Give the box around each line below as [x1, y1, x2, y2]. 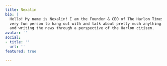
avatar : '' [5, 30, 28, 35]
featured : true [5, 49, 37, 54]
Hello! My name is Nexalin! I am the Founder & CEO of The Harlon [9, 16, 150, 21]
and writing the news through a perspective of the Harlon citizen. [9, 26, 155, 31]
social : [5, 35, 21, 40]
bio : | [5, 12, 19, 17]
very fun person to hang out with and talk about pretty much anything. [9, 21, 164, 26]
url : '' [9, 44, 26, 49]
